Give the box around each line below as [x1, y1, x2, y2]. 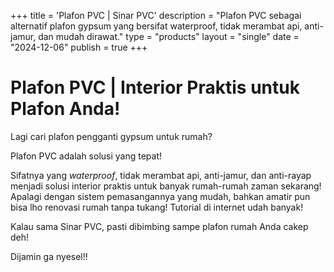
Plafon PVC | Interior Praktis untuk [10, 76, 300, 99]
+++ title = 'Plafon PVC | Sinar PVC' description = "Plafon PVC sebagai [10, 10, 302, 21]
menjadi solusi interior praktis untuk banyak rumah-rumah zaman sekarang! [10, 180, 322, 192]
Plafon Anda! [10, 98, 121, 120]
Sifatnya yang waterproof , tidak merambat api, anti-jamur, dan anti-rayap [10, 169, 312, 181]
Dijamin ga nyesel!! [10, 250, 88, 262]
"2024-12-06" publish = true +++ [10, 41, 148, 53]
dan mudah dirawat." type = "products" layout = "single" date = [38, 31, 300, 42]
